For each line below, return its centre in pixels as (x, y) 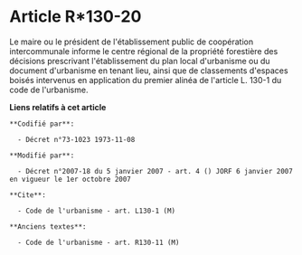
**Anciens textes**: (48, 227)
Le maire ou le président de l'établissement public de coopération (132, 42)
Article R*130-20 (75, 17)
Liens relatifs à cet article (58, 107)
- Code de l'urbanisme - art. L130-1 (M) (97, 211)
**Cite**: (28, 195)
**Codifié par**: (42, 124)
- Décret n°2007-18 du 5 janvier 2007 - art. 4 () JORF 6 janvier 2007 (156, 171)
